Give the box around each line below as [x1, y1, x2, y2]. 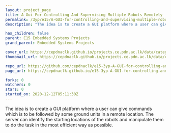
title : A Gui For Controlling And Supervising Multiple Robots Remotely [5, 12, 163, 17]
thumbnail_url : [5, 54, 38, 59]
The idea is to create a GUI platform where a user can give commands [5, 105, 152, 112]
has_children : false [5, 31, 49, 36]
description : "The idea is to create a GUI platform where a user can [5, 21, 158, 27]
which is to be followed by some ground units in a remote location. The [5, 111, 154, 117]
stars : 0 [5, 87, 24, 92]
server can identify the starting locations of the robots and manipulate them [5, 116, 164, 122]
